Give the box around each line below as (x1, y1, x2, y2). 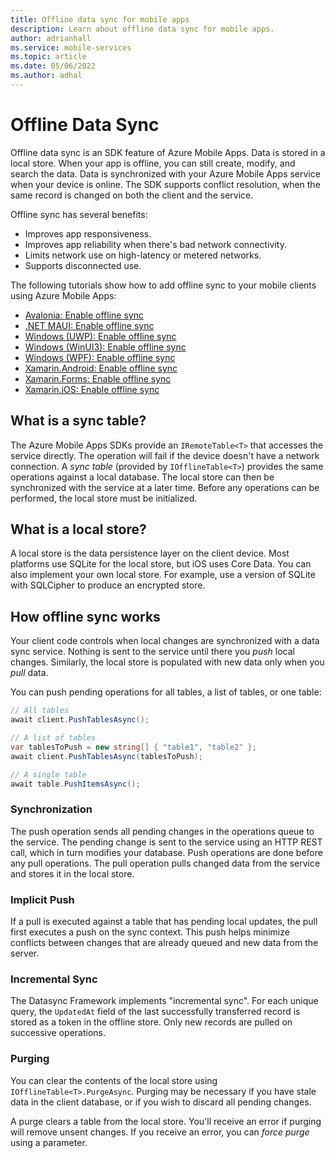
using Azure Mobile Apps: (10, 289, 117, 301)
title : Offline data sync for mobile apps (10, 14, 190, 25)
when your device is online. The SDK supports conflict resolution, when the (10, 178, 321, 190)
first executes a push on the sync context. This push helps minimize (10, 926, 290, 938)
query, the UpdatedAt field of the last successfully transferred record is (10, 1006, 301, 1018)
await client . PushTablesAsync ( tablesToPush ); (10, 751, 203, 761)
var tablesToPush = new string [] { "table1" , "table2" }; (10, 742, 257, 752)
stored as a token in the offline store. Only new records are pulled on (10, 1016, 293, 1028)
